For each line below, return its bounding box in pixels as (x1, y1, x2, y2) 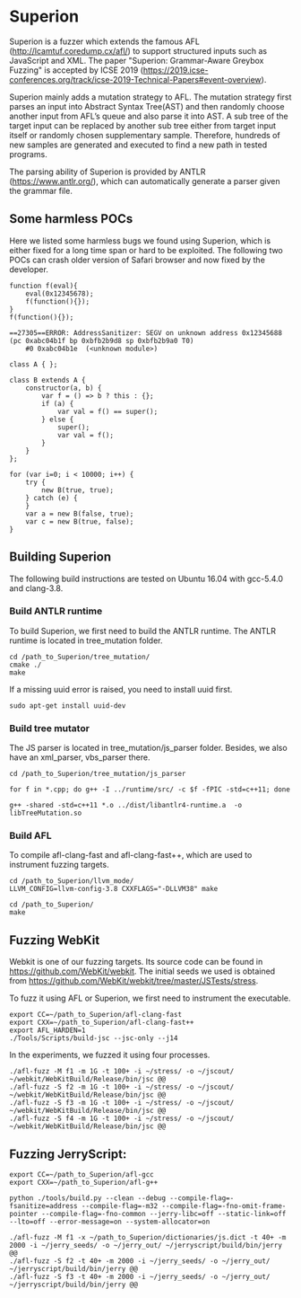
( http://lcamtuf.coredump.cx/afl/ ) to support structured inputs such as (9, 45, 267, 56)
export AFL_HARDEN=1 (9, 1026, 87, 1035)
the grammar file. (9, 185, 73, 196)
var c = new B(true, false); (25, 517, 134, 526)
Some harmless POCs (9, 211, 133, 226)
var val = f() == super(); (56, 407, 159, 416)
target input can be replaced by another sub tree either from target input (9, 119, 276, 131)
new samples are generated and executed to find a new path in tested (9, 139, 267, 150)
